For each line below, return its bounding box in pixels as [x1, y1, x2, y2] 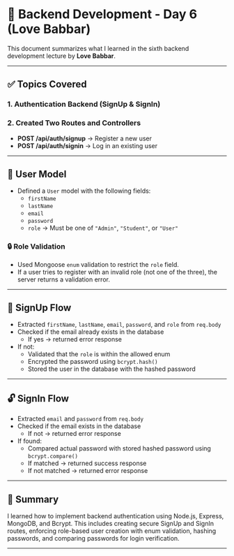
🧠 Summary [7, 493, 59, 505]
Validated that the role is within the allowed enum [27, 350, 171, 358]
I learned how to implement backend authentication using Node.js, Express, [7, 512, 224, 520]
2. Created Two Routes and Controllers [7, 118, 141, 128]
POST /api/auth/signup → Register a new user [17, 134, 152, 142]
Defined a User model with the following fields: [17, 186, 151, 195]
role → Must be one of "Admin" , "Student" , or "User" [27, 224, 179, 233]
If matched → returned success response [27, 459, 147, 467]
